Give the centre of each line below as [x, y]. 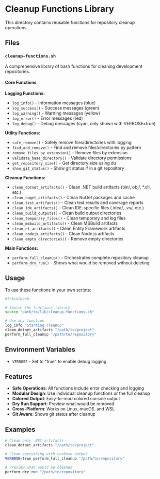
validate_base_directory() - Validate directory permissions [72, 158]
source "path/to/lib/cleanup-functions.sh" [50, 312]
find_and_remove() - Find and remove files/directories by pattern [77, 147]
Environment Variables [40, 350]
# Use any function [25, 321]
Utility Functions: [23, 133]
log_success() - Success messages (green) [56, 108]
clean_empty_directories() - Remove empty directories [68, 239]
